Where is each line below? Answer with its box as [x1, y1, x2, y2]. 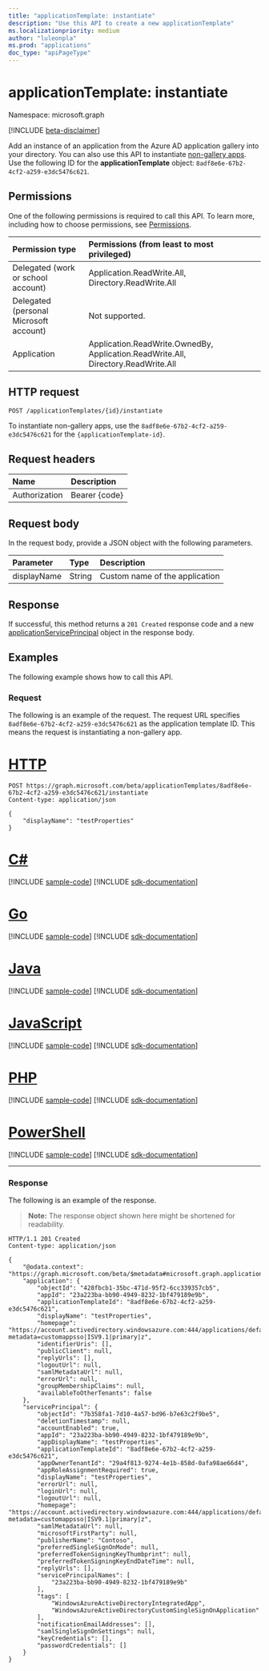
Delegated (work [12, 262, 76, 273]
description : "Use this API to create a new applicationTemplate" [8, 19, 235, 27]
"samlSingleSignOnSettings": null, [37, 1627, 156, 1635]
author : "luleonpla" [8, 34, 78, 42]
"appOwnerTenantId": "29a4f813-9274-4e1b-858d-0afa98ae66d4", [37, 1459, 249, 1467]
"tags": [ [37, 1592, 70, 1601]
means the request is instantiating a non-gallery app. [8, 727, 183, 737]
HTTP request [8, 385, 80, 399]
